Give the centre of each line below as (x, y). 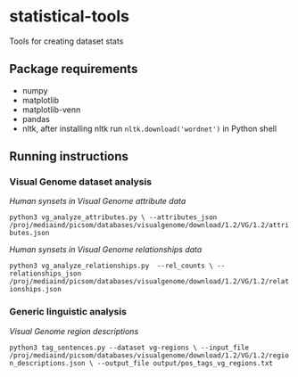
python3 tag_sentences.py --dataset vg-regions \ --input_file (129, 348)
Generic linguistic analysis (68, 312)
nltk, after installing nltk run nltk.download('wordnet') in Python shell (149, 128)
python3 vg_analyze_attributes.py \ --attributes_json (113, 217)
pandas (36, 119)
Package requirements (74, 69)
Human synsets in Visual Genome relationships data (106, 250)
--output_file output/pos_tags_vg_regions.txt (185, 363)
